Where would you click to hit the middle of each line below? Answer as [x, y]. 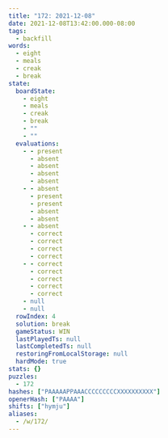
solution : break [43, 324]
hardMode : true [41, 362]
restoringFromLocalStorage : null [72, 354]
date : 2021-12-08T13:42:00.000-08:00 [72, 23]
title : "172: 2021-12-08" [52, 16]
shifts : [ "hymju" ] [39, 406]
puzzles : [23, 377]
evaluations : [38, 143]
